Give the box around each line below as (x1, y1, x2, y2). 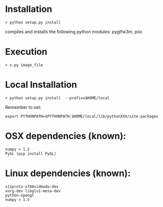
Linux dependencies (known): (5, 168, 131, 179)
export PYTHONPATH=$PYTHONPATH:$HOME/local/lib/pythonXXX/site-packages (5, 113, 159, 119)
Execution (5, 46, 48, 58)
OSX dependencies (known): (5, 130, 126, 141)
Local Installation (5, 79, 77, 91)
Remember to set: (5, 104, 42, 110)
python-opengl (5, 193, 35, 198)
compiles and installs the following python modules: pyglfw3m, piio (5, 28, 143, 34)
